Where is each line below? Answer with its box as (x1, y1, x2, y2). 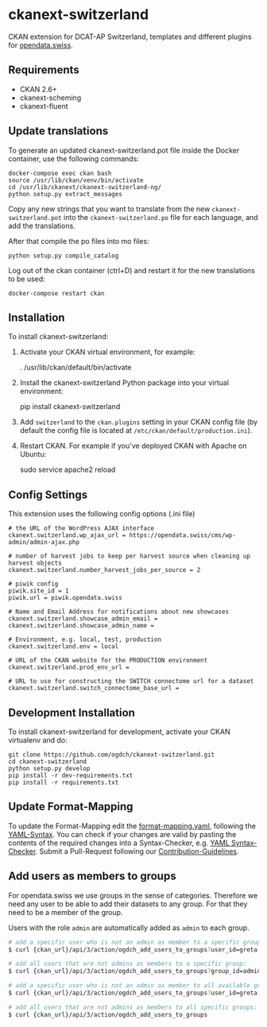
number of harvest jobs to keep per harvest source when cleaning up (15, 552, 250, 561)
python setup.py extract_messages (8, 190, 123, 198)
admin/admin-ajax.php (8, 539, 80, 546)
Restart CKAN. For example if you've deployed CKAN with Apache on (19, 441, 247, 450)
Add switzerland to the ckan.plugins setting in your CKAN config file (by (19, 417, 258, 427)
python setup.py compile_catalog (8, 252, 119, 260)
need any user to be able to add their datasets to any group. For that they (8, 899, 248, 909)
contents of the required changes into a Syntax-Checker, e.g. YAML (8, 838, 230, 847)
